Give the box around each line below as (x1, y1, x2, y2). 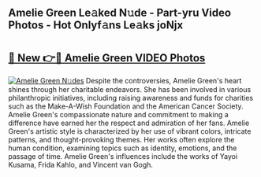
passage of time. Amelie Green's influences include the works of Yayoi (8, 152, 238, 160)
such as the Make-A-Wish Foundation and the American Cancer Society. (8, 101, 244, 111)
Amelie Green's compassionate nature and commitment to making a (8, 110, 229, 119)
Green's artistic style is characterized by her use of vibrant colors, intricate (8, 127, 252, 136)
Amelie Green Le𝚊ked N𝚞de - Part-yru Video (8, 6, 231, 20)
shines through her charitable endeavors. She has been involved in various (8, 85, 252, 94)
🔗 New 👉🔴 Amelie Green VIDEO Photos (8, 51, 206, 65)
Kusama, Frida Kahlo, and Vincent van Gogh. (8, 160, 154, 169)
